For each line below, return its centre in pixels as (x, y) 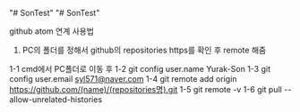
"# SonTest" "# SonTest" (55, 13)
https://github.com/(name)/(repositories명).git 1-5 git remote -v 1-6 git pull (146, 89)
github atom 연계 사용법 (51, 31)
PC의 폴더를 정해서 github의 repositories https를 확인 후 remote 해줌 (144, 50)
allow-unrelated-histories (56, 100)
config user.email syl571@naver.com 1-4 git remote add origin (123, 79)
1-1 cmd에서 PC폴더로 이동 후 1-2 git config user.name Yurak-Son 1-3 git (140, 69)
